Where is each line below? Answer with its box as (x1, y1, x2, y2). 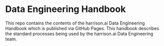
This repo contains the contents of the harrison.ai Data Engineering (5, 20, 145, 26)
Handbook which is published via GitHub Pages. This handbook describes (5, 25, 159, 31)
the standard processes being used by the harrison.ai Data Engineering (5, 30, 153, 36)
